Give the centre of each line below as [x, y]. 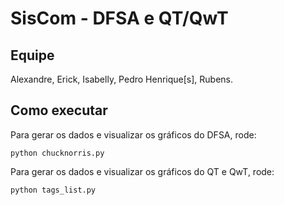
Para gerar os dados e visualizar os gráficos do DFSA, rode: [133, 134]
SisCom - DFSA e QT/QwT [119, 18]
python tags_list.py [53, 190]
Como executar [59, 110]
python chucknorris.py [57, 153]
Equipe [32, 55]
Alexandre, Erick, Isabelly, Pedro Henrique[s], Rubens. [122, 79]
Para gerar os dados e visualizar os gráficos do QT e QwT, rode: [142, 171]
